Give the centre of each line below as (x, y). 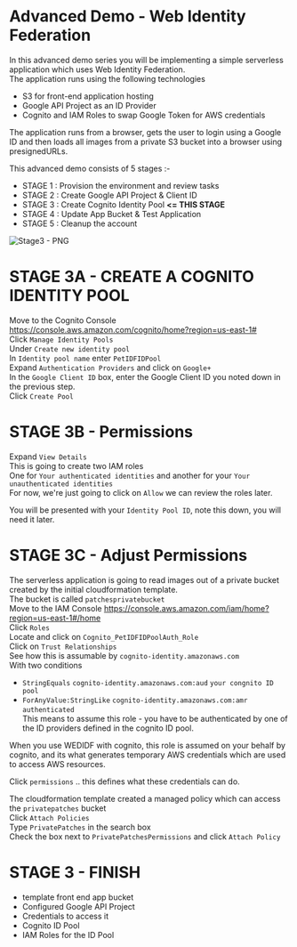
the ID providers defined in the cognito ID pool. (108, 728)
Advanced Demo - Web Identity (128, 16)
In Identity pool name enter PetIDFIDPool (85, 358)
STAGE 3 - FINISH (75, 872)
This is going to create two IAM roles (76, 465)
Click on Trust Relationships (63, 646)
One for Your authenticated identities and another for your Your (130, 475)
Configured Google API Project (78, 906)
